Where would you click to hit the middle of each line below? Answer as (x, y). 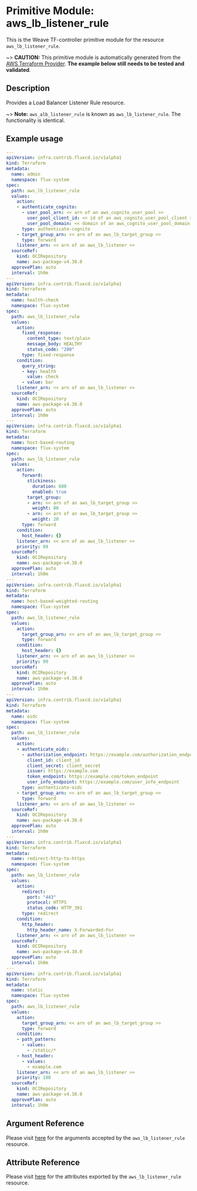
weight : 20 (45, 520)
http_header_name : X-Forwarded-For (71, 930)
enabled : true (49, 492)
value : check (43, 377)
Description (28, 89)
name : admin (26, 174)
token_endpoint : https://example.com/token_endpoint (93, 777)
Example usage (35, 139)
